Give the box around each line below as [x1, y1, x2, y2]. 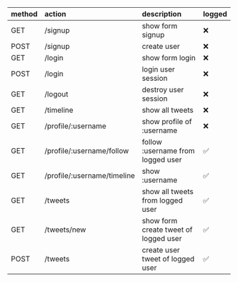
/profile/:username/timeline [44, 171, 135, 180]
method [11, 9, 38, 18]
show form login [141, 53, 196, 62]
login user [141, 64, 176, 74]
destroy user [141, 85, 184, 94]
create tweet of [141, 225, 193, 235]
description [141, 9, 182, 18]
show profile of [141, 117, 193, 126]
